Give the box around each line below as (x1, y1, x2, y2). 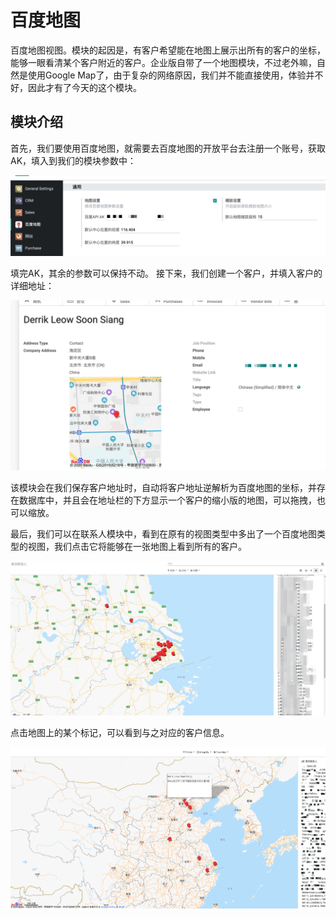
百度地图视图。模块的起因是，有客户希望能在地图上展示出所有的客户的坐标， (10, 44, 326, 56)
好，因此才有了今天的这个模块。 (10, 81, 142, 93)
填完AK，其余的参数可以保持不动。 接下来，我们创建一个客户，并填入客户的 (10, 267, 323, 279)
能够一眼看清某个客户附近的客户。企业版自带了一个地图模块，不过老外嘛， (10, 56, 317, 68)
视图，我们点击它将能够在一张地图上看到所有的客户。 (27, 541, 247, 553)
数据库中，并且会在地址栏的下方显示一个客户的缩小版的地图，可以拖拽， (18, 494, 317, 506)
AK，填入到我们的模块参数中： (10, 154, 137, 166)
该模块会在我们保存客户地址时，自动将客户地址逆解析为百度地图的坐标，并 (10, 482, 317, 494)
